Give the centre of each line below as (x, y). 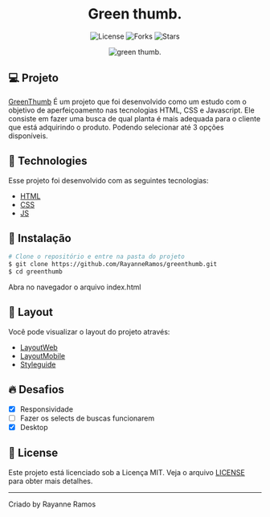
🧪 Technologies (48, 161)
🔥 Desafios (36, 390)
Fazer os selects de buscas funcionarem (87, 418)
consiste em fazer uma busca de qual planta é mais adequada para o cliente (135, 118)
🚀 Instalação (40, 238)
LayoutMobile (43, 355)
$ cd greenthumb (35, 272)
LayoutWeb (39, 347)
